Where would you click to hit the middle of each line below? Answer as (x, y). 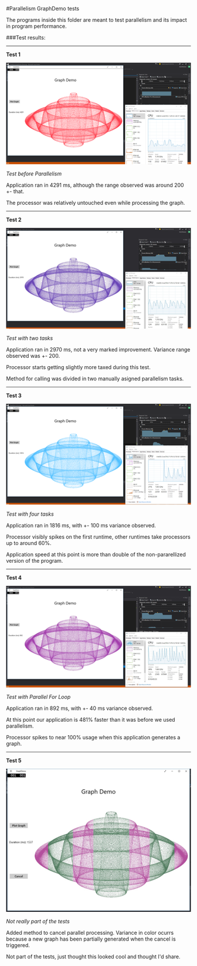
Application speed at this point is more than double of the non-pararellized (96, 555)
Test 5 (14, 761)
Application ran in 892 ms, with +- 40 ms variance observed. (80, 708)
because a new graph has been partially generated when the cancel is (91, 939)
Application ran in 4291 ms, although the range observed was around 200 (95, 185)
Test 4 (14, 578)
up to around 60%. (29, 543)
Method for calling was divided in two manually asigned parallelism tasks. (95, 379)
